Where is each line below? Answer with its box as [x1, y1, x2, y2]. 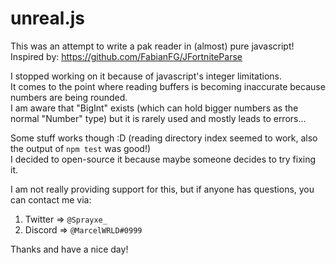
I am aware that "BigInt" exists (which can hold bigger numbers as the [10, 102, 299, 114]
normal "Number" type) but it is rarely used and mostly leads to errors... [10, 112, 307, 124]
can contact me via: [10, 193, 92, 206]
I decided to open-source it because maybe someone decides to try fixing [10, 153, 317, 165]
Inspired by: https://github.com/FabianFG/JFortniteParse [10, 50, 243, 62]
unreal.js [10, 7, 85, 30]
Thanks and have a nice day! [10, 243, 129, 255]
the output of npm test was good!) [10, 142, 152, 154]
